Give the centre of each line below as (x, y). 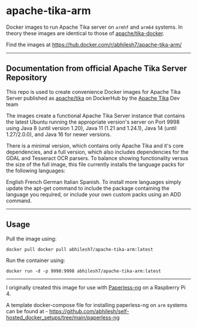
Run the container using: (36, 260)
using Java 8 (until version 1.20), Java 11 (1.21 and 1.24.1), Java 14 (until (91, 128)
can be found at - (27, 311)
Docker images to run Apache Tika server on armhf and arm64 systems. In (94, 27)
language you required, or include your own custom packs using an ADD (94, 194)
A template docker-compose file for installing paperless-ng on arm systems (97, 305)
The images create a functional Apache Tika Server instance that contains (96, 115)
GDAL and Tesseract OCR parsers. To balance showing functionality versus (97, 158)
